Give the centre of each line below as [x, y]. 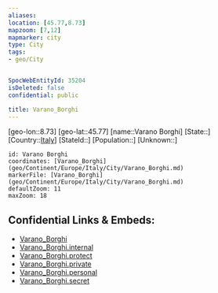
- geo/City [26, 60]
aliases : [22, 15]
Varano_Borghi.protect [56, 256]
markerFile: [27, 175]
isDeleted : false [36, 87]
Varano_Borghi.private [55, 264]
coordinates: [29, 161]
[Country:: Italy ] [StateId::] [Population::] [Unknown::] [93, 140]
